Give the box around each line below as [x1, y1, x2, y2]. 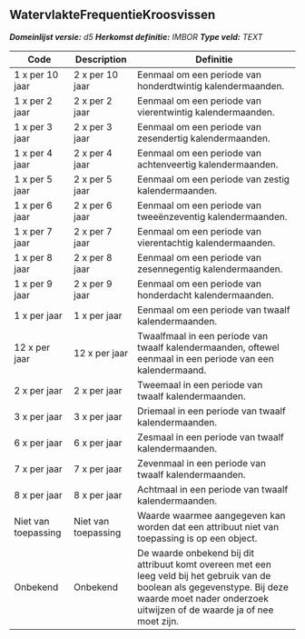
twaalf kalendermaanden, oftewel [137, 341, 280, 354]
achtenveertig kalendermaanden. [137, 158, 279, 171]
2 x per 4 [74, 146, 113, 159]
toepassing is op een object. [137, 532, 258, 544]
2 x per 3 [74, 120, 113, 133]
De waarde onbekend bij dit [137, 546, 254, 559]
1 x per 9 [14, 277, 53, 290]
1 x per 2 [14, 95, 53, 107]
